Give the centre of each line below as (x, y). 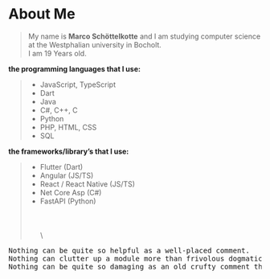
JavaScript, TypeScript (78, 84)
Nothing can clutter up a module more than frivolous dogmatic (135, 258)
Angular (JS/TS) (67, 175)
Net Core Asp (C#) (71, 192)
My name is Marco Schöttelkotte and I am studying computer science (144, 36)
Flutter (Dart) (61, 166)
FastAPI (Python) (68, 201)
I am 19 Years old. (57, 53)
